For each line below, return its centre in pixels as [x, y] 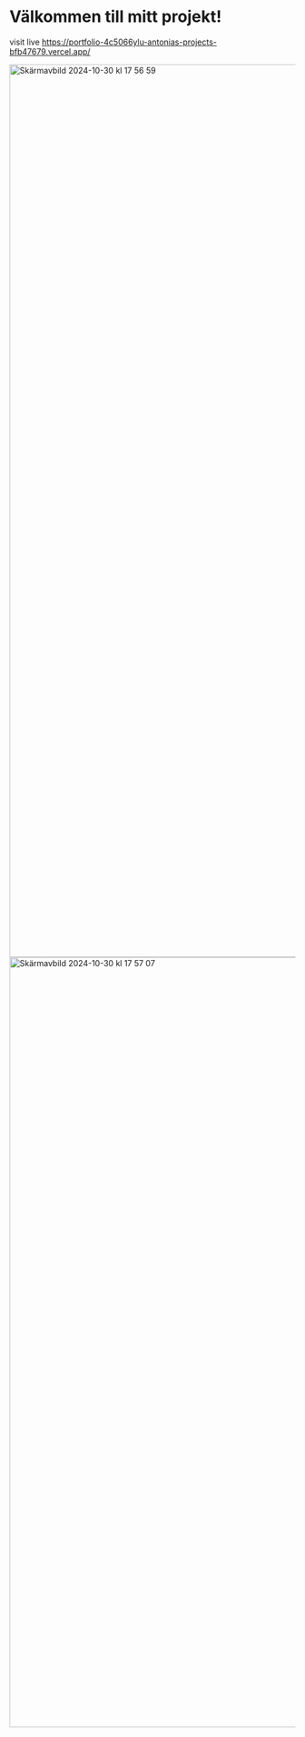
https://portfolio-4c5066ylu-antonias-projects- [130, 42]
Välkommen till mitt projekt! [116, 17]
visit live [25, 42]
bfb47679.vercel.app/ [50, 51]
